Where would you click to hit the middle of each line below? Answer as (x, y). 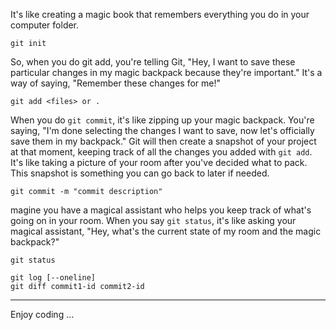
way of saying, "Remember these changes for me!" (116, 83)
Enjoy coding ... (42, 314)
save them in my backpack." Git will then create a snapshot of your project (163, 141)
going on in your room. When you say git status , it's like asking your (153, 220)
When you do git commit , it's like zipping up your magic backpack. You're (162, 120)
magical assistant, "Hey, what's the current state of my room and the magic (166, 231)
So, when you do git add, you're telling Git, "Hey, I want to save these (153, 62)
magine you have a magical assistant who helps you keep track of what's (161, 210)
